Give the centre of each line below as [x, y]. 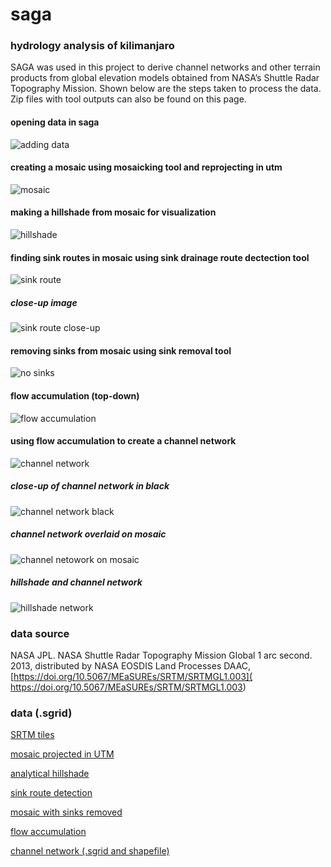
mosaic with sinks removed [66, 812]
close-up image [44, 302]
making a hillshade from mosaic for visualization [113, 212]
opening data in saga [55, 122]
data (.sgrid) [41, 713]
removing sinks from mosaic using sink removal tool [121, 350]
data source [40, 633]
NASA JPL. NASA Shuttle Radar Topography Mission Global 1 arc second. [161, 655]
